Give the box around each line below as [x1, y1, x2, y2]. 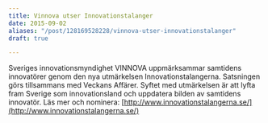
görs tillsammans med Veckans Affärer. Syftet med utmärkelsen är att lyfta [8, 80, 256, 90]
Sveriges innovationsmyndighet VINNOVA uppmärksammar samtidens [8, 64, 242, 73]
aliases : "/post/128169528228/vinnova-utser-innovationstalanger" [8, 27, 237, 35]
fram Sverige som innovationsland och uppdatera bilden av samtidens [8, 89, 241, 99]
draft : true [8, 34, 48, 43]
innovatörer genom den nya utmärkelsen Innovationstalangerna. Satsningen [8, 72, 261, 81]
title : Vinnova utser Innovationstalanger [8, 11, 153, 20]
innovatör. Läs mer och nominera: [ [8, 97, 125, 107]
